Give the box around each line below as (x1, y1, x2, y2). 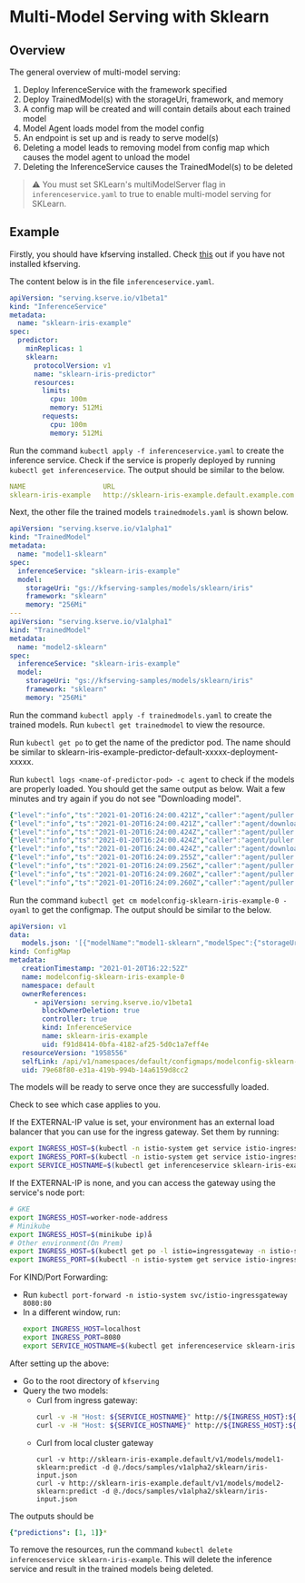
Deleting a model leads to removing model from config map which (22, 143, 271, 153)
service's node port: (9, 1187, 85, 1198)
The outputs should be (9, 1510, 94, 1521)
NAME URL (9, 481, 116, 491)
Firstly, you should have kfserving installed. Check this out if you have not (9, 248, 285, 260)
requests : (42, 411, 79, 421)
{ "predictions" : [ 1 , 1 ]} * (9, 1528, 107, 1537)
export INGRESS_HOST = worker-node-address (9, 1212, 169, 1222)
